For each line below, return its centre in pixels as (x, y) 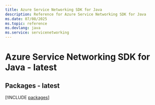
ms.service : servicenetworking (37, 33)
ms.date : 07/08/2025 (26, 19)
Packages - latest (32, 86)
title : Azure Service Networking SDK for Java (54, 10)
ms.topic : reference (26, 23)
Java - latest (31, 68)
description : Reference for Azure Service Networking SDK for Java (76, 14)
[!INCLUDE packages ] (27, 97)
